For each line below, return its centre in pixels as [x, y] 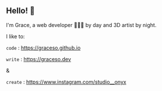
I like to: [15, 36]
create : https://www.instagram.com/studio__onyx [66, 82]
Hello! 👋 [20, 11]
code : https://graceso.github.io [43, 48]
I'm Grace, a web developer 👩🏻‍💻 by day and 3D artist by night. [81, 25]
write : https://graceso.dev [39, 59]
